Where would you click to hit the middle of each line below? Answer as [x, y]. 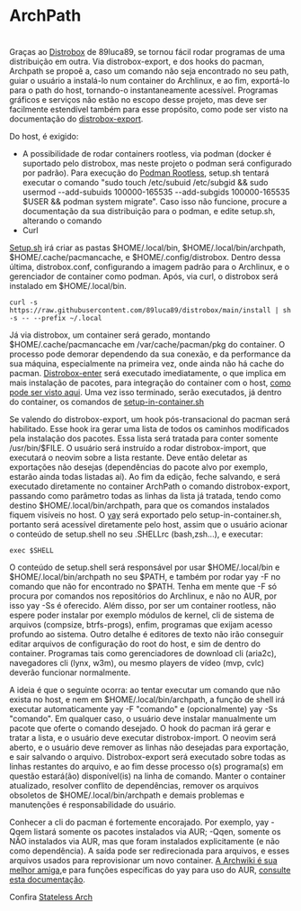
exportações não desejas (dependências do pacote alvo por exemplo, [138, 467]
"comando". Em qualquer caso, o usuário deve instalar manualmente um [143, 719]
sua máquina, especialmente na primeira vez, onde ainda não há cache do [147, 364]
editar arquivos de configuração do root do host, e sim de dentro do [135, 644]
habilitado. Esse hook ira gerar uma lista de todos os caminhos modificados [149, 429]
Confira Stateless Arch [51, 897]
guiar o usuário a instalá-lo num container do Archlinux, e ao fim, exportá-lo [150, 81]
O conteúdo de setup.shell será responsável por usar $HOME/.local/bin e [145, 567]
